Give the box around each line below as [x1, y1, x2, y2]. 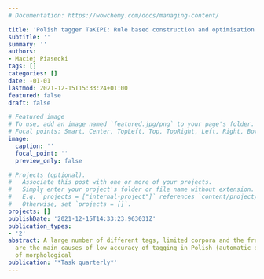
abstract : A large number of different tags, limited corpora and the [8, 237, 244, 244]
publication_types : [8, 222, 72, 230]
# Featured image [8, 113, 65, 121]
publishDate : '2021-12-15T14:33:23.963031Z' [8, 215, 156, 222]
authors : [8, 48, 37, 56]
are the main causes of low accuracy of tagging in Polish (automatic [15, 244, 251, 252]
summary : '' [8, 40, 47, 48]
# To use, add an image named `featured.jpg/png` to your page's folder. [8, 120, 255, 128]
